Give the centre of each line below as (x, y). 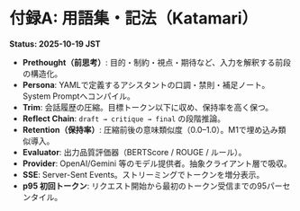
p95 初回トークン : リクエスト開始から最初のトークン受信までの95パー (152, 186)
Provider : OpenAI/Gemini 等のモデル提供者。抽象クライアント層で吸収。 (157, 163)
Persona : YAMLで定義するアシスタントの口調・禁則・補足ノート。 (146, 84)
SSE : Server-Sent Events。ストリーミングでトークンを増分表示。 (143, 174)
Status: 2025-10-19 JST (55, 44)
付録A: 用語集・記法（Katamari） (134, 18)
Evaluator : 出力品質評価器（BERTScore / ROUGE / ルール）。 (134, 152)
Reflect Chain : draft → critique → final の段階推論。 (123, 119)
